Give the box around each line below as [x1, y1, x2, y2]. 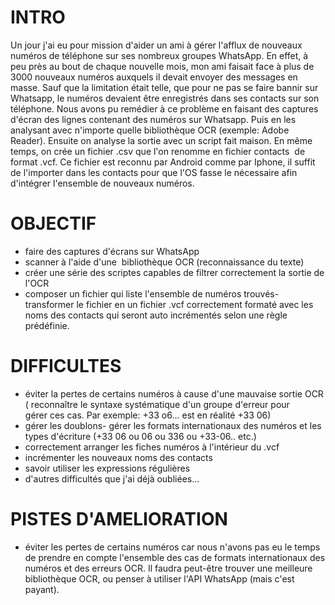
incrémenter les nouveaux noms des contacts [24, 451, 213, 463]
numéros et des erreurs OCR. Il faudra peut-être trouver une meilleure [24, 562, 313, 574]
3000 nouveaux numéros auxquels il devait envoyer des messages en [10, 71, 298, 83]
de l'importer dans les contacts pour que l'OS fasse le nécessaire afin [10, 166, 298, 178]
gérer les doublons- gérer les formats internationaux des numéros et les [24, 419, 322, 431]
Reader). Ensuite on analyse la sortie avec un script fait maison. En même [10, 134, 313, 146]
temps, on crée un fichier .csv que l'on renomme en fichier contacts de [10, 145, 306, 157]
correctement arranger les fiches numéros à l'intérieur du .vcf [24, 441, 280, 453]
